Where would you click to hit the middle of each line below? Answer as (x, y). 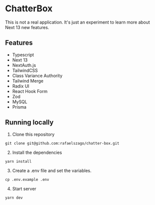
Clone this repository (33, 134)
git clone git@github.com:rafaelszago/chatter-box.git (62, 143)
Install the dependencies (37, 152)
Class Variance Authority (37, 75)
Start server (24, 189)
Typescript (23, 55)
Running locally (29, 123)
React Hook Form (30, 91)
